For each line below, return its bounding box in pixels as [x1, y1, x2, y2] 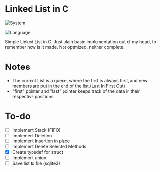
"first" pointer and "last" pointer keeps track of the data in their [12, 88, 140, 94]
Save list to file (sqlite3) [12, 160, 60, 166]
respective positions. [12, 93, 55, 99]
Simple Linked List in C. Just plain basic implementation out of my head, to [5, 38, 157, 45]
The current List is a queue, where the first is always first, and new [12, 77, 148, 83]
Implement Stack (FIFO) [12, 127, 61, 133]
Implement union [12, 155, 47, 161]
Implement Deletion [12, 132, 52, 138]
